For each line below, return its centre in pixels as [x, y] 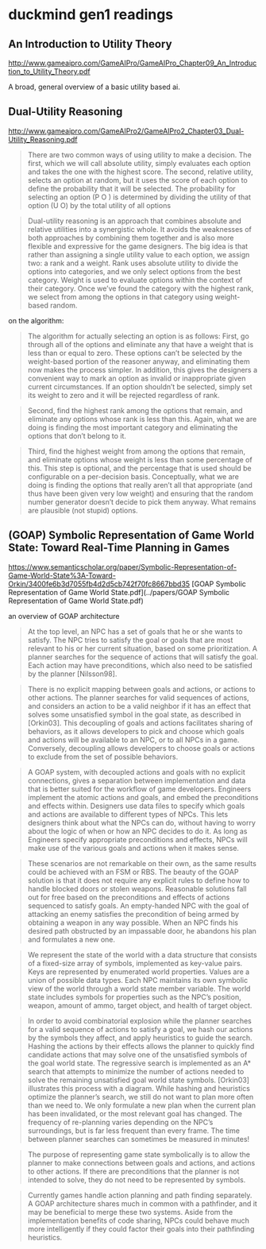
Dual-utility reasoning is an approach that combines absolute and [135, 221]
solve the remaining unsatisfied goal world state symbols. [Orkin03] [139, 1080]
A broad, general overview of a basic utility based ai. [94, 87]
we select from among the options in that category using [120, 296]
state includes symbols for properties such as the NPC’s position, [134, 997]
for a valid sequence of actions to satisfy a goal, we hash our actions [140, 1029]
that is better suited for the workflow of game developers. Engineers [139, 789]
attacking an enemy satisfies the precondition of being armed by [133, 914]
